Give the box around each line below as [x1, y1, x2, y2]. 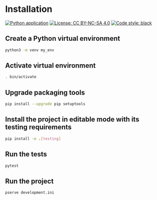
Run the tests [5, 150, 47, 159]
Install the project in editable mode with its [5, 115, 140, 124]
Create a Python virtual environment [5, 34, 120, 43]
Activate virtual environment [5, 61, 96, 70]
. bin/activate [5, 75, 37, 80]
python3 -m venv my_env [5, 47, 55, 53]
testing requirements [5, 123, 72, 131]
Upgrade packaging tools [5, 88, 85, 97]
